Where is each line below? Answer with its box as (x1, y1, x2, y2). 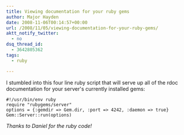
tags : (6, 52, 19, 58)
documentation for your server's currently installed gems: (6, 85, 145, 92)
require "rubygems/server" (6, 102, 72, 107)
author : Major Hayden (6, 14, 59, 20)
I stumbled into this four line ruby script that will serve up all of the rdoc (6, 79, 178, 86)
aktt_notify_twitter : (6, 31, 59, 36)
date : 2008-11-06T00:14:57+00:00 (6, 19, 88, 25)
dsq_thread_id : (6, 42, 43, 48)
